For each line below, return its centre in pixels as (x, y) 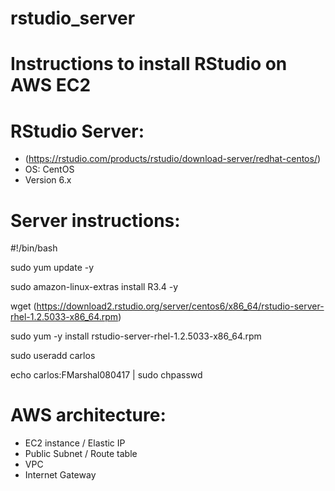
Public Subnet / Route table (81, 454)
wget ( (23, 306)
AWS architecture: (88, 415)
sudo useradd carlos (53, 356)
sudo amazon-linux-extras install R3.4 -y (94, 287)
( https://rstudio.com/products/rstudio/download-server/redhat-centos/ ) (173, 159)
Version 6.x (48, 180)
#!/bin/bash (34, 248)
